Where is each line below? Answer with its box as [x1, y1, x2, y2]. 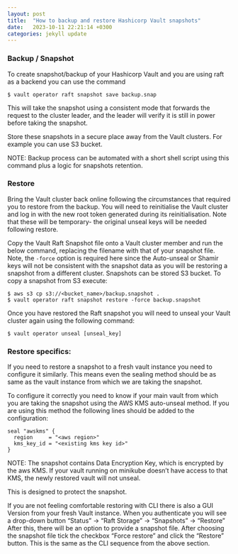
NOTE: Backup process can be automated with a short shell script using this [7, 153, 229, 162]
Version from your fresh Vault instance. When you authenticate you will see [7, 509, 227, 518]
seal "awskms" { [7, 428, 55, 435]
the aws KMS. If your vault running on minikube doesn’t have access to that [7, 466, 228, 475]
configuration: [7, 414, 48, 423]
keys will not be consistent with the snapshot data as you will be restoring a [7, 261, 228, 270]
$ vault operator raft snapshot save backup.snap [7, 91, 157, 98]
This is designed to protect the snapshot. [7, 487, 127, 497]
